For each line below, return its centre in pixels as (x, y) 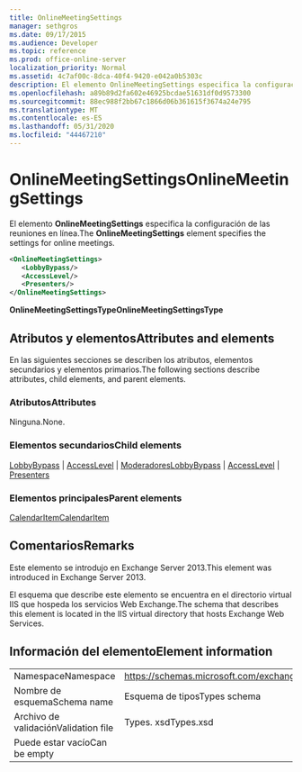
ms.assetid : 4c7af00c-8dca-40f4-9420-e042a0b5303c (106, 77)
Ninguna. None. (37, 422)
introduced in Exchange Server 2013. (78, 577)
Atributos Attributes (53, 402)
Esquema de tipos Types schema (193, 696)
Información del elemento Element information (141, 652)
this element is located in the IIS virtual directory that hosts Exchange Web (147, 613)
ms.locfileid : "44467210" (58, 135)
